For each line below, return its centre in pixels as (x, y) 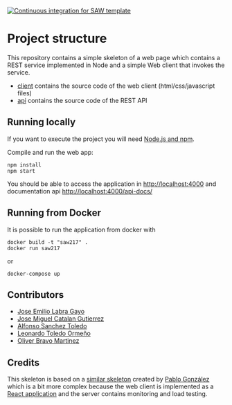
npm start (21, 171)
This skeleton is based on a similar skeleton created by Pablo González (108, 379)
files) (25, 93)
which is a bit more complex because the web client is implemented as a (110, 386)
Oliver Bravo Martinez (48, 341)
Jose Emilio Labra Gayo (51, 312)
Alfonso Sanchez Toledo (52, 326)
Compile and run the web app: (50, 152)
